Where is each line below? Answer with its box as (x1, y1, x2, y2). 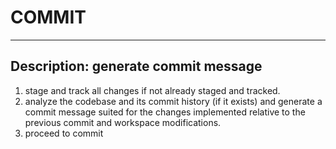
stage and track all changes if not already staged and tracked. (24, 84, 281, 96)
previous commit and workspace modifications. (24, 116, 222, 128)
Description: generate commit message (10, 58, 263, 75)
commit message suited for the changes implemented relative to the (24, 106, 306, 118)
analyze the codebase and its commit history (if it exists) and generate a (24, 95, 323, 107)
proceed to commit (24, 127, 104, 139)
